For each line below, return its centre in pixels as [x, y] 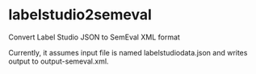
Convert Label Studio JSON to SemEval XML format [94, 37]
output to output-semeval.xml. [59, 61]
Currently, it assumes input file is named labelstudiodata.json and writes [128, 52]
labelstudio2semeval [80, 15]
